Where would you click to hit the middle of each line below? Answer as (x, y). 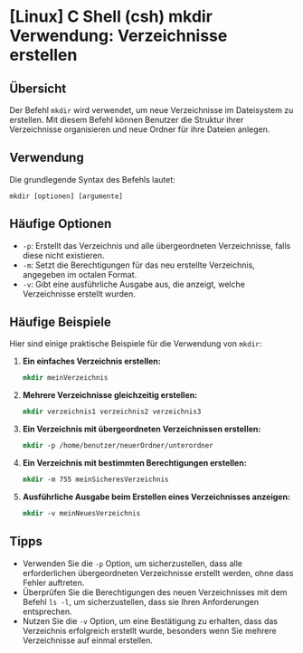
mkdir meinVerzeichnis (65, 378)
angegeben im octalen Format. (80, 274)
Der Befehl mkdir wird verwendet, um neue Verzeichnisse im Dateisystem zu (151, 110)
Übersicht (38, 88)
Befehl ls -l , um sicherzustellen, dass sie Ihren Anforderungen (141, 601)
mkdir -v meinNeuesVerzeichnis (81, 513)
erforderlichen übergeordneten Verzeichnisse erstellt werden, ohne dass (158, 573)
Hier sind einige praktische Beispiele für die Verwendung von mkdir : (136, 344)
